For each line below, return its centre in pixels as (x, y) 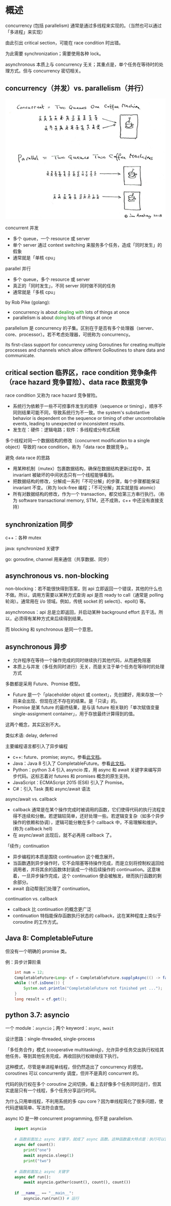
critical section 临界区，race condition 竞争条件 (81, 372)
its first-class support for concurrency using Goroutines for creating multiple (85, 344)
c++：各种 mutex (23, 538)
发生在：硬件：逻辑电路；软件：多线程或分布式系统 (66, 430)
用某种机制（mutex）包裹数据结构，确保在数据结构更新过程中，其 (82, 469)
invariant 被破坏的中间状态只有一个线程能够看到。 (65, 475)
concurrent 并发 (22, 228)
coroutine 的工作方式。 (37, 922)
